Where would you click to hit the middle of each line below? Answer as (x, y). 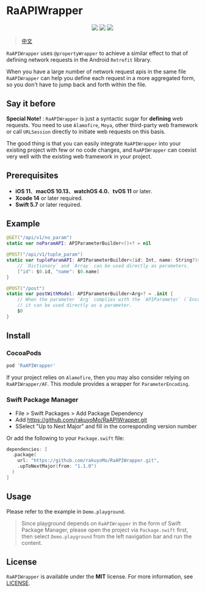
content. (32, 542)
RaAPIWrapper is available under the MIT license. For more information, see (100, 577)
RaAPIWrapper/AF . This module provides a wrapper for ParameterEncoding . (98, 384)
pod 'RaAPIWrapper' (31, 366)
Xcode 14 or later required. (49, 198)
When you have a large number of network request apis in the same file (96, 72)
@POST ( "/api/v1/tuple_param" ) (45, 254)
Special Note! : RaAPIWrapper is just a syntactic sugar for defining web (95, 118)
